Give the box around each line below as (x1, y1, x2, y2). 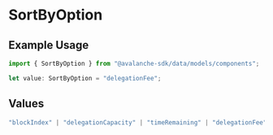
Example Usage (8, 38, 89, 52)
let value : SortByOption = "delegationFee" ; (8, 74, 162, 82)
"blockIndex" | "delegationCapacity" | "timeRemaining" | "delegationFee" (8, 118, 267, 127)
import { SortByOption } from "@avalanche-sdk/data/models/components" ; (8, 59, 260, 67)
